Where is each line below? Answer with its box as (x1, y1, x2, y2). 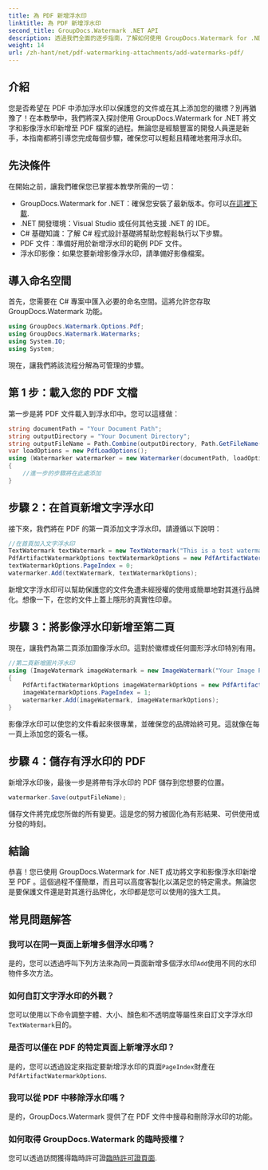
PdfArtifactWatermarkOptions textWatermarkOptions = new (8, 555, 202, 563)
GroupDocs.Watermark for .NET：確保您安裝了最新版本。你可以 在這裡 (19, 198, 251, 208)
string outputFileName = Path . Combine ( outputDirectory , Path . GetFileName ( (8, 440, 262, 448)
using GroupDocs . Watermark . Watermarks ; (8, 330, 141, 338)
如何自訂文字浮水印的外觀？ (8, 990, 115, 1001)
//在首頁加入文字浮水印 (8, 539, 76, 547)
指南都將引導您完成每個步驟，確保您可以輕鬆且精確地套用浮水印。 (29, 133, 246, 142)
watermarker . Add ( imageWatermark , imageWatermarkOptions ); (22, 696, 219, 704)
